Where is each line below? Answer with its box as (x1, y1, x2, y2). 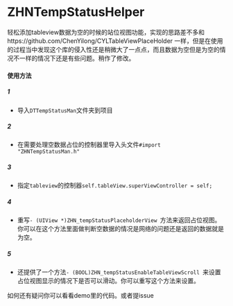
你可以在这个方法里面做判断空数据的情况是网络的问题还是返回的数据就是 (17, 225, 224, 233)
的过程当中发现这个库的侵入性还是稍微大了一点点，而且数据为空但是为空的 (7, 45, 220, 53)
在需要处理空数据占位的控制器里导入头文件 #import (17, 140, 161, 149)
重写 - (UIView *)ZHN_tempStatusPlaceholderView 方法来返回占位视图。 (17, 216, 221, 224)
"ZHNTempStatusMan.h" (17, 148, 80, 155)
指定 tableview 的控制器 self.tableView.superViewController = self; (17, 181, 213, 189)
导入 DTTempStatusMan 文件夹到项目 (17, 105, 113, 114)
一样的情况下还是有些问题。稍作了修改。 (19, 53, 135, 62)
